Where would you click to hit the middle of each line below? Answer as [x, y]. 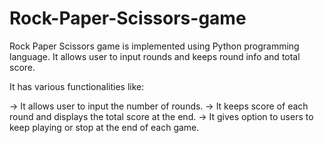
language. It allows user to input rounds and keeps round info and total [155, 56]
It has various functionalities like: [77, 86]
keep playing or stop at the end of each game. [104, 127]
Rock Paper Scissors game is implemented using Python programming [154, 46]
